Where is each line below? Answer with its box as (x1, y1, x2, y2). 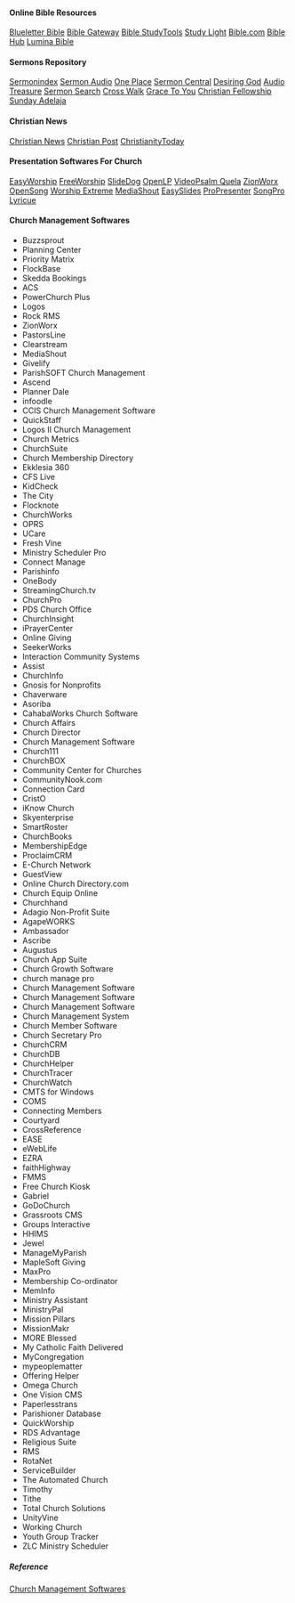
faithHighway (21, 1162, 71, 1173)
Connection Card (21, 784, 85, 794)
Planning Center (21, 245, 82, 256)
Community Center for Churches (21, 765, 142, 776)
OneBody (21, 575, 57, 587)
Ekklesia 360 (21, 462, 69, 473)
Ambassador (21, 926, 69, 937)
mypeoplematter (21, 1361, 83, 1371)
